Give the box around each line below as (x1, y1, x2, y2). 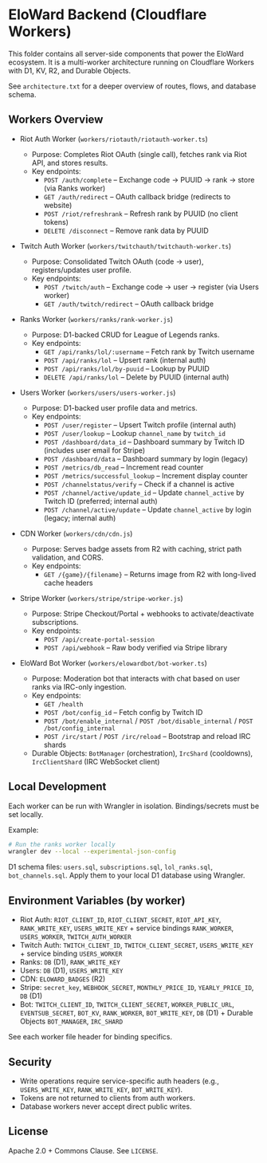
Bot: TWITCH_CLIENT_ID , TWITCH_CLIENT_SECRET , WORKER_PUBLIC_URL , (19, 1000, 235, 1009)
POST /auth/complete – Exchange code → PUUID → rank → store (43, 175, 255, 184)
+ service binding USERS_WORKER (19, 949, 123, 958)
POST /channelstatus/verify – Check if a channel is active (43, 479, 235, 489)
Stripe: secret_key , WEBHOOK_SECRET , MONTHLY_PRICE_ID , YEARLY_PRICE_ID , (19, 983, 254, 992)
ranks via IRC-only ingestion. (31, 682, 127, 691)
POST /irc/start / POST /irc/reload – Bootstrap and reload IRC (43, 731, 251, 741)
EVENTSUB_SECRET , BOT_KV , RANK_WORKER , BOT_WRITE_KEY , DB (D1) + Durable (19, 1008, 253, 1018)
